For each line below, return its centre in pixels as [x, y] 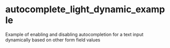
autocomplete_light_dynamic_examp [85, 9]
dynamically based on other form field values [53, 40]
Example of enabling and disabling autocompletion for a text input [75, 34]
